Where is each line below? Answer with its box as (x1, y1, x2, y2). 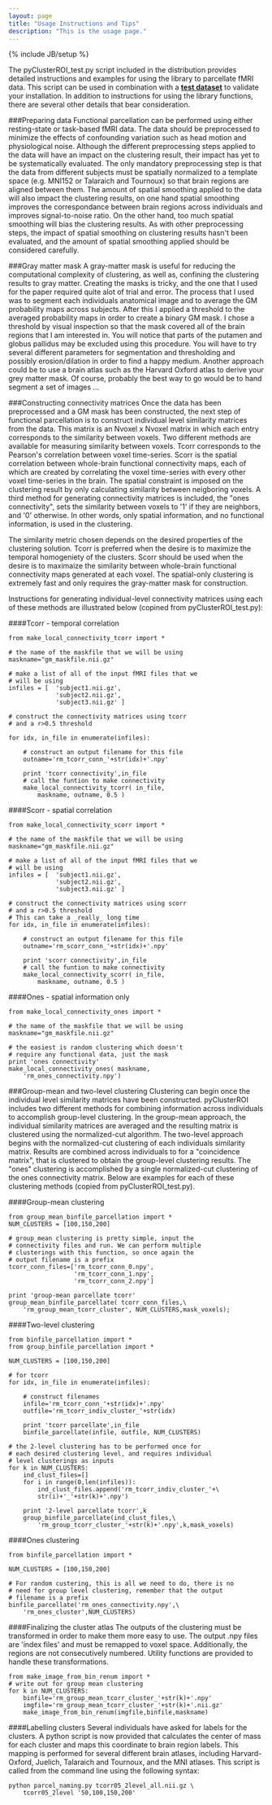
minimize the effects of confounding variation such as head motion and (8, 133, 247, 143)
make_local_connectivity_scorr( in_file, (23, 971, 165, 979)
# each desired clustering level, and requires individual (8, 1450, 213, 1458)
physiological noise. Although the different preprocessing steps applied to (8, 142, 256, 152)
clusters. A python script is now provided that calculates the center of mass (8, 1732, 261, 1741)
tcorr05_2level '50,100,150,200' (23, 1789, 136, 1797)
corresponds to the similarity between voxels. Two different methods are (8, 433, 252, 442)
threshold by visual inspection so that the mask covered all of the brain (8, 322, 245, 332)
